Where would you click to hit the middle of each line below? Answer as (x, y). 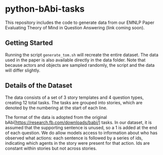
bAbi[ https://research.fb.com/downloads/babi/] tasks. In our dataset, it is (79, 122)
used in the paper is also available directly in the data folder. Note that (75, 60)
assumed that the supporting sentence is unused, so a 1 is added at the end (81, 127)
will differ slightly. (23, 70)
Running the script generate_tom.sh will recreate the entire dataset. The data (82, 55)
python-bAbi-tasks (45, 9)
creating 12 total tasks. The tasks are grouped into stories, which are (74, 102)
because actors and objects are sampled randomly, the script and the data (80, 65)
